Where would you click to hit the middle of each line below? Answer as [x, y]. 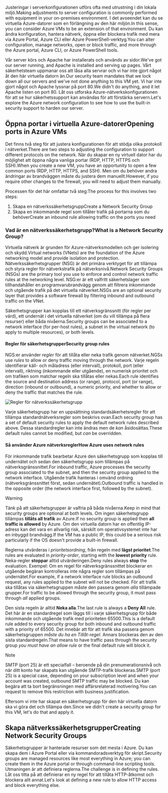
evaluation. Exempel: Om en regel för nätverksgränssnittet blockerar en [79, 566]
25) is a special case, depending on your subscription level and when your [82, 676]
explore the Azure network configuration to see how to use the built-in [78, 103]
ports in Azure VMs [36, 132]
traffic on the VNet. [25, 301]
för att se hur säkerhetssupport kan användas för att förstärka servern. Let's [83, 97]
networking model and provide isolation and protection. [62, 258]
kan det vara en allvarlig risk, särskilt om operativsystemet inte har [89, 529]
